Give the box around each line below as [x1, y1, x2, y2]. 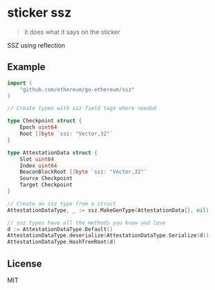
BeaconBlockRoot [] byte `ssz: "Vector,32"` [19, 168, 148, 176]
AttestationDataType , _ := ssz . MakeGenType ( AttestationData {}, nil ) [7, 206, 209, 214]
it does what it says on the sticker [24, 28, 121, 36]
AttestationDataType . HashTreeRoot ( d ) [7, 239, 117, 246]
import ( [7, 80, 33, 87]
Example [7, 61, 46, 73]
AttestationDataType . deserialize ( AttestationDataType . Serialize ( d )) [7, 232, 209, 239]
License [7, 257, 42, 269]
